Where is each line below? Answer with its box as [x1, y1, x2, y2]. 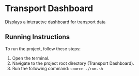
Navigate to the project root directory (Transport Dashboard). [12, 60, 135, 66]
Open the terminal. [12, 55, 49, 61]
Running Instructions [5, 33, 70, 41]
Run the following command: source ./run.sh [12, 65, 103, 71]
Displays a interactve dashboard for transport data [5, 19, 106, 25]
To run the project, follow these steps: [5, 46, 81, 51]
